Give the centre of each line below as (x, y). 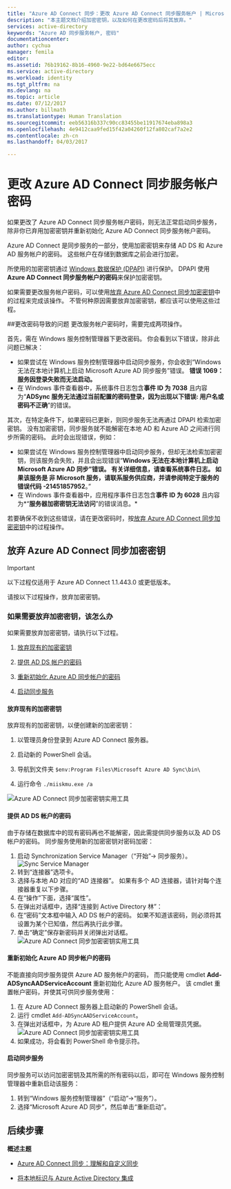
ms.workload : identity (40, 78)
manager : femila (30, 53)
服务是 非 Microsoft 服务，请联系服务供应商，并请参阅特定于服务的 (124, 478)
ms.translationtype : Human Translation (64, 116)
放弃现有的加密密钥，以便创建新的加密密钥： (71, 725)
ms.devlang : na (29, 91)
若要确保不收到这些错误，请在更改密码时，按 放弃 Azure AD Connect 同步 (111, 518)
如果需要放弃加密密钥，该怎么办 (60, 616)
